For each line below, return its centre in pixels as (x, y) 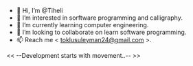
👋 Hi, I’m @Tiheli (39, 11)
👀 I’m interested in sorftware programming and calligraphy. (99, 18)
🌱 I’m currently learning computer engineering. (82, 25)
